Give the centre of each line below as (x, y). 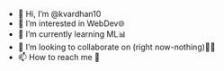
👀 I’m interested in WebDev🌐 (71, 23)
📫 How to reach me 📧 (59, 57)
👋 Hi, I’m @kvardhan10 (59, 14)
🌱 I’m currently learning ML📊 (72, 34)
